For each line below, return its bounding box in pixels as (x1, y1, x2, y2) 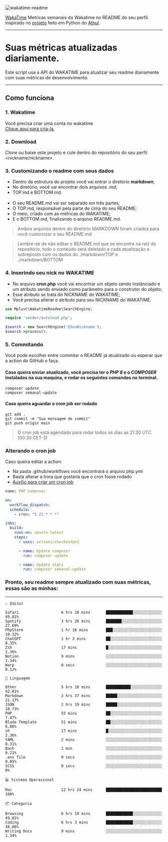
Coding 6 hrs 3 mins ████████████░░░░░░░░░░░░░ (5, 820, 162, 825)
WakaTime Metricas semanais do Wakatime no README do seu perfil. (5, 15, 149, 20)
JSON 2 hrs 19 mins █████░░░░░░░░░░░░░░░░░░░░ (5, 702, 162, 707)
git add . (5, 412, 26, 417)
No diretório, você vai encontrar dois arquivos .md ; (12, 184, 117, 190)
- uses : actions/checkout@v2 (18, 539, 79, 544)
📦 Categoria (5, 801, 32, 806)
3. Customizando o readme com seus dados (5, 167, 114, 174)
